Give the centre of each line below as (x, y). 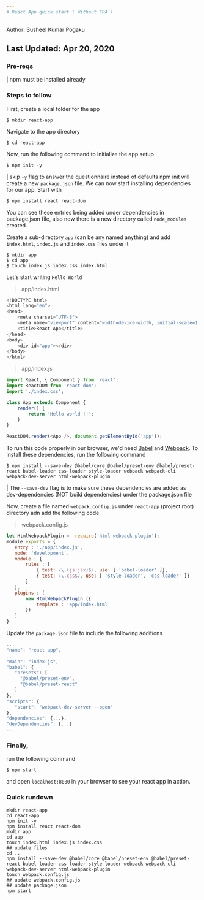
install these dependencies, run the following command (76, 455)
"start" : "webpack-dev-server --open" (64, 707)
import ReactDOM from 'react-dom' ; (52, 386)
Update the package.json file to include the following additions (85, 633)
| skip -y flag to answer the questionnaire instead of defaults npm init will (98, 177)
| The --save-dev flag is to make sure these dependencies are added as (96, 488)
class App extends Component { (46, 402)
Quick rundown (30, 798)
